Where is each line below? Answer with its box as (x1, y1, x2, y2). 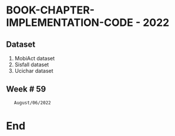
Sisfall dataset (14, 61, 49, 68)
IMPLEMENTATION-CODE (6, 16, 134, 29)
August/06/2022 (14, 100, 51, 106)
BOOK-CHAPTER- (6, 4, 95, 17)
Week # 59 (6, 84, 46, 94)
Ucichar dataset (14, 67, 54, 74)
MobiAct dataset (14, 55, 55, 62)
